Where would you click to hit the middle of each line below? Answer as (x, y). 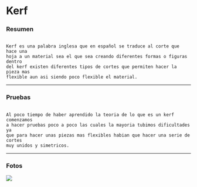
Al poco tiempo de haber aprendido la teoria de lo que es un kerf (90, 115)
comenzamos (19, 120)
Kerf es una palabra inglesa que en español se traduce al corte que (93, 46)
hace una (17, 52)
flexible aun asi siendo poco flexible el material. (72, 77)
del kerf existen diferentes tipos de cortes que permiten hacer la (91, 67)
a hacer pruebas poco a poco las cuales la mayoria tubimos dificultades (98, 125)
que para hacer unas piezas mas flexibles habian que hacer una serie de (98, 135)
